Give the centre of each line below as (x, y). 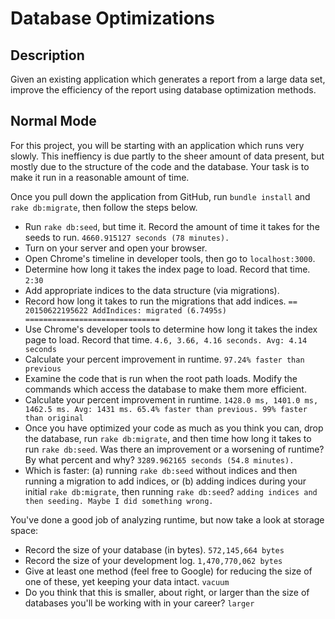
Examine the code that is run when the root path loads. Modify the (161, 378)
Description (47, 55)
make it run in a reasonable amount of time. (100, 177)
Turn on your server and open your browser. (116, 248)
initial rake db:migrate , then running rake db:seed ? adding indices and (171, 491)
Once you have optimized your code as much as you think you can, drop (174, 428)
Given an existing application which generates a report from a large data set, (168, 79)
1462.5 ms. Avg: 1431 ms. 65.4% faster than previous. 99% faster (166, 409)
